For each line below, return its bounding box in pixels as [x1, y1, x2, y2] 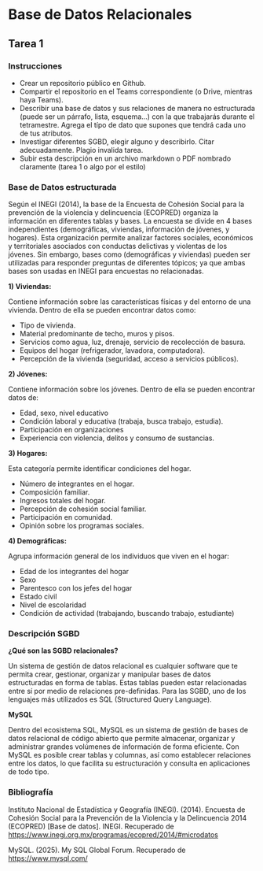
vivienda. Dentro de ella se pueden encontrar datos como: [8, 306, 196, 315]
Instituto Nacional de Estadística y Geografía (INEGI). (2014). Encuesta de [8, 805, 246, 814]
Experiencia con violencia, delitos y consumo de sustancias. [19, 433, 214, 443]
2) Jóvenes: [8, 369, 48, 379]
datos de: [8, 393, 39, 402]
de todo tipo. [8, 767, 49, 776]
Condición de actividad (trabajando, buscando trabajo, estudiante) [19, 609, 235, 618]
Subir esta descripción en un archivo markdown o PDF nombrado [19, 154, 232, 163]
